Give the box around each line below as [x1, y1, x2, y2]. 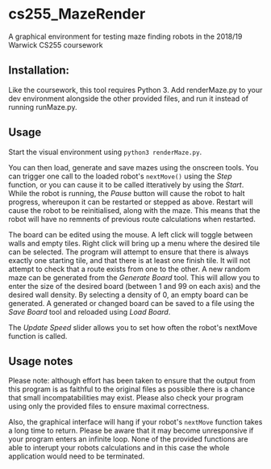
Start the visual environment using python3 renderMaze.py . [8, 147, 202, 157]
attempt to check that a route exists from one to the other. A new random [8, 264, 251, 274]
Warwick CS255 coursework [8, 40, 103, 49]
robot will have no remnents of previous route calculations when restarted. [8, 214, 256, 224]
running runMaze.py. [8, 102, 77, 111]
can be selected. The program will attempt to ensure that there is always [8, 247, 249, 257]
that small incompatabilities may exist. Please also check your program [8, 393, 244, 403]
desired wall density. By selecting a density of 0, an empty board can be [8, 290, 248, 299]
